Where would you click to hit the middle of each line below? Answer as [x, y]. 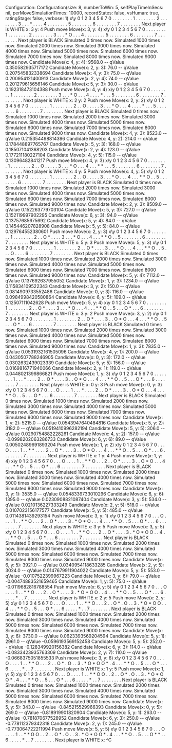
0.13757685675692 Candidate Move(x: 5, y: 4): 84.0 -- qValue [71, 220]
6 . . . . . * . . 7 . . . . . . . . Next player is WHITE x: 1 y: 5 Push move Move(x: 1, [85, 669]
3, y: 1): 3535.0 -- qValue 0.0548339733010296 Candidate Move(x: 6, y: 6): [85, 494]
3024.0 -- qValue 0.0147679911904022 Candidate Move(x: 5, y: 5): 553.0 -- [85, 570]
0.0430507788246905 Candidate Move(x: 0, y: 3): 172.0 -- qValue [75, 357]
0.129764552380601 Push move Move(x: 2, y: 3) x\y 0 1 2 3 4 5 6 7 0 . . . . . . [85, 231]
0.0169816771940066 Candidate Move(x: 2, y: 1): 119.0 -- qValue [73, 368]
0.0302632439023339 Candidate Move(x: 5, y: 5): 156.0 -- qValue [76, 363]
